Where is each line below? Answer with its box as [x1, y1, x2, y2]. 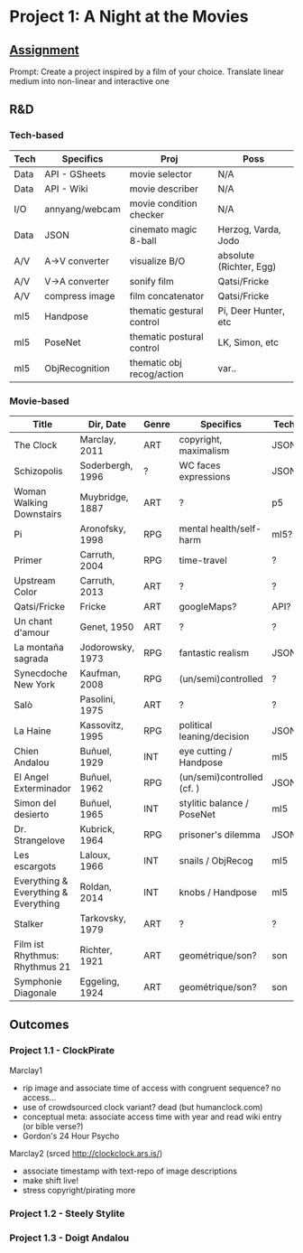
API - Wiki [44, 182, 88, 195]
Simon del [14, 797, 57, 809]
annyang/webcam [44, 202, 122, 215]
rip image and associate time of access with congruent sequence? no [22, 1082, 281, 1093]
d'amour [14, 626, 50, 639]
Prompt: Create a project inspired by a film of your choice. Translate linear [9, 66, 284, 77]
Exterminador [14, 781, 72, 794]
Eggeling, [79, 975, 120, 987]
